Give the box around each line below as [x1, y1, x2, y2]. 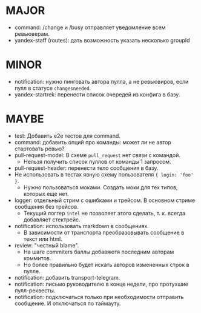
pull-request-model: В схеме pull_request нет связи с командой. [14, 151, 181, 158]
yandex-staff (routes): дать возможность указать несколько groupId [14, 36, 190, 44]
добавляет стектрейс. [23, 216, 81, 223]
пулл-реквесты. [14, 286, 56, 294]
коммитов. [23, 254, 51, 261]
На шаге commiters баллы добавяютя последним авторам [23, 248, 174, 255]
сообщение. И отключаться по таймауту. [14, 300, 122, 307]
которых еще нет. [23, 190, 69, 197]
